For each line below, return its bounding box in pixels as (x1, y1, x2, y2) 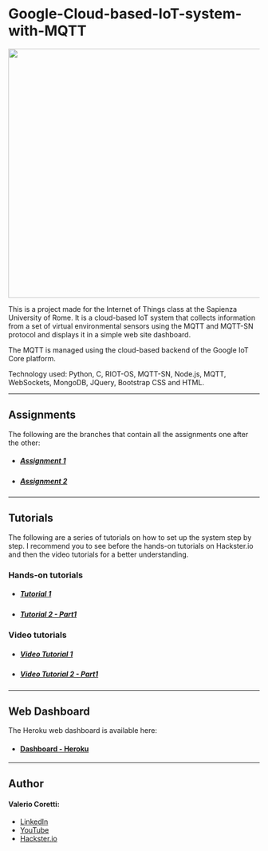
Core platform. (8, 353, 56, 363)
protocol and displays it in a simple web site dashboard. (8, 329, 191, 339)
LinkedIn (19, 817, 49, 826)
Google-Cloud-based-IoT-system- (8, 5, 242, 23)
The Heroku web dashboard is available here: (8, 726, 158, 735)
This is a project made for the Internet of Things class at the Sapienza (8, 304, 238, 313)
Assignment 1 (19, 456, 66, 466)
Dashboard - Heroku (19, 743, 89, 754)
